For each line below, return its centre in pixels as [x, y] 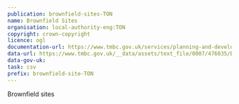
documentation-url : [36, 47]
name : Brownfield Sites [43, 21]
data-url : [22, 54]
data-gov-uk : [27, 61]
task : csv [22, 67]
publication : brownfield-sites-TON [60, 14]
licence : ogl [27, 41]
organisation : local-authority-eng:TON [67, 27]
